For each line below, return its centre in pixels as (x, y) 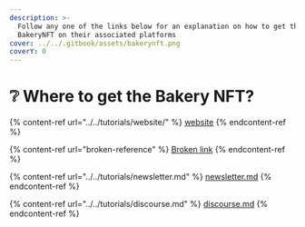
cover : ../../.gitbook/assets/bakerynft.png (95, 43)
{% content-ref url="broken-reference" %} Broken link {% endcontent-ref (148, 150)
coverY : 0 (28, 52)
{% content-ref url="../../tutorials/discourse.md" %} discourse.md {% (139, 204)
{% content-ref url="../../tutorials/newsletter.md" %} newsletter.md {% (141, 177)
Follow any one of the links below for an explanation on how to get (152, 26)
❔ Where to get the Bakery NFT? (132, 97)
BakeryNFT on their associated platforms (97, 35)
